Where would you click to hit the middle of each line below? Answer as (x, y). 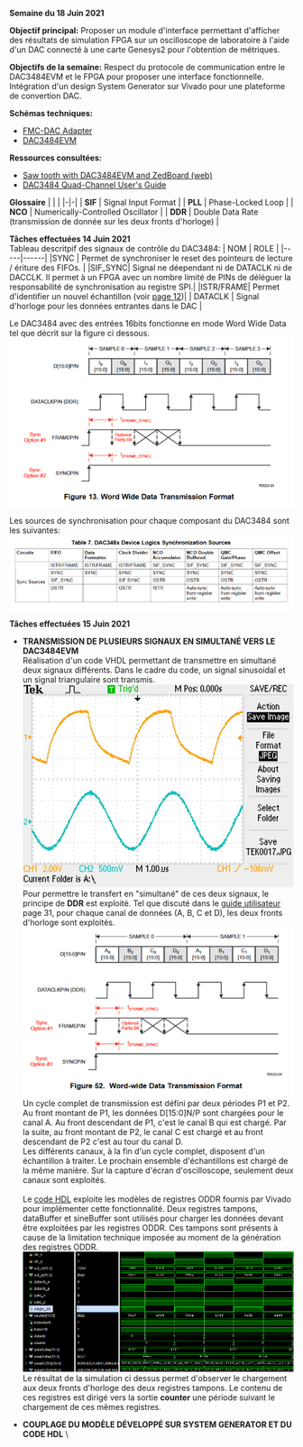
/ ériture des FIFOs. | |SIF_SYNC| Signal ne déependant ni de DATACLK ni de (151, 268)
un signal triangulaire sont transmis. (89, 680)
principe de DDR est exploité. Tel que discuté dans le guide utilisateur (151, 903)
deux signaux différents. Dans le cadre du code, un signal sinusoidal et (154, 670)
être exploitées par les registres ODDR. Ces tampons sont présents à (150, 1227)
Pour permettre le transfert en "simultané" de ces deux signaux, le (145, 894)
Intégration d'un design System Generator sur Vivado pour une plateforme (147, 86)
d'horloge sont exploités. (69, 922)
